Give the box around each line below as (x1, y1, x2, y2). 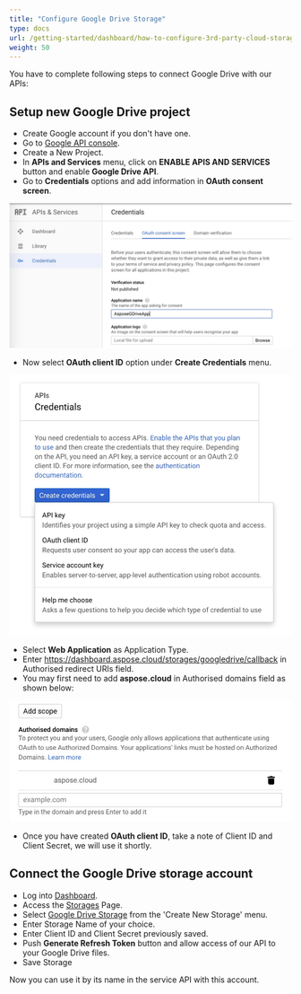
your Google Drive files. (21, 947, 110, 958)
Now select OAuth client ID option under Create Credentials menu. (21, 356, 271, 367)
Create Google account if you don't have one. (21, 128, 191, 139)
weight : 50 (9, 43, 50, 52)
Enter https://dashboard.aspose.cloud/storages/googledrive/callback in (21, 654, 287, 664)
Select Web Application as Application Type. (21, 644, 189, 655)
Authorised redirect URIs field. (21, 663, 134, 673)
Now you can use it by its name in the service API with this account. (9, 974, 260, 985)
